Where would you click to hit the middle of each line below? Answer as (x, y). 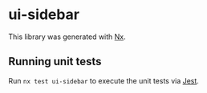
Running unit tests (55, 62)
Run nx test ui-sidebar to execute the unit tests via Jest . (103, 80)
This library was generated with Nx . (67, 37)
